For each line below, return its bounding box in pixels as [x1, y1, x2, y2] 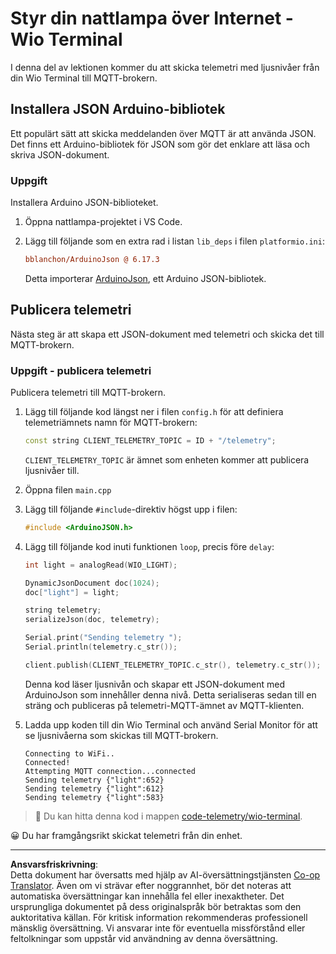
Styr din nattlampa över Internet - [10, 7, 294, 30]
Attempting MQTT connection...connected [24, 766, 196, 776]
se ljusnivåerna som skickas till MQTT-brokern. [24, 729, 219, 741]
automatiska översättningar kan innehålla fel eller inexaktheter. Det [10, 890, 285, 902]
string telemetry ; [24, 605, 102, 616]
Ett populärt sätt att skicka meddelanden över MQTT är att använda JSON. [10, 127, 317, 139]
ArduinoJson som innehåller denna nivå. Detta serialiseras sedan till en [24, 688, 317, 701]
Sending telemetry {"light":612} [24, 783, 165, 794]
